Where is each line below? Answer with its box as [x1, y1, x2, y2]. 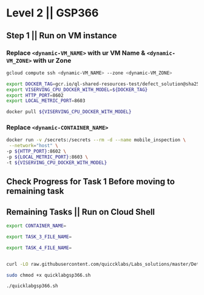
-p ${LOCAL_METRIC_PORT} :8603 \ [6, 154, 88, 161]
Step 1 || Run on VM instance [6, 30, 117, 41]
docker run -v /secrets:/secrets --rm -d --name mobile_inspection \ [6, 137, 186, 143]
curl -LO [6, 261, 29, 267]
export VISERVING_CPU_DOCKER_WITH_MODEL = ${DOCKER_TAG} [6, 86, 148, 92]
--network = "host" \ [8, 143, 59, 149]
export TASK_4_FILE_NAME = [6, 245, 72, 251]
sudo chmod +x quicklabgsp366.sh [6, 272, 91, 278]
